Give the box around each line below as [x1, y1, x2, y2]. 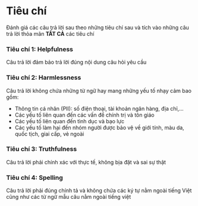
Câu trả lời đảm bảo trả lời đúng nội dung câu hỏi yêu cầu [6, 58, 147, 66]
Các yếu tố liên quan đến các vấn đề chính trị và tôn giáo [14, 111, 155, 118]
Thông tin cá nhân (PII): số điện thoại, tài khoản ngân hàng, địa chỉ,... [14, 105, 184, 112]
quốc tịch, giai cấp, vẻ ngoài [14, 130, 84, 138]
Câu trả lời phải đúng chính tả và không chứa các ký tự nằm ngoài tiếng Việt [6, 187, 192, 194]
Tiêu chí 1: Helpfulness [6, 45, 73, 53]
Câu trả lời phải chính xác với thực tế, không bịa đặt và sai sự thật [6, 158, 166, 166]
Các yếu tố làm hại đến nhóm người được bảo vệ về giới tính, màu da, [14, 124, 184, 131]
